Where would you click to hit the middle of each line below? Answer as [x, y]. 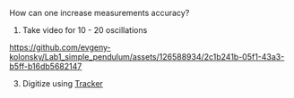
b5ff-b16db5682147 [46, 66]
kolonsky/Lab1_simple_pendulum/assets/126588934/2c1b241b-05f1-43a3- [147, 57]
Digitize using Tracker [62, 83]
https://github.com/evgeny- [60, 47]
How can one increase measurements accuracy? [99, 13]
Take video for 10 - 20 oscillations [85, 30]
